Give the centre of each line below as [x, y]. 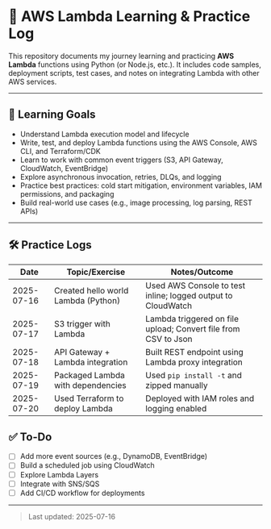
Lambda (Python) [87, 300]
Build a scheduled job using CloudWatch [87, 465]
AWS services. [33, 81]
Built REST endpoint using [194, 352]
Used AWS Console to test [195, 285]
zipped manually [176, 385]
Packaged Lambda [89, 375]
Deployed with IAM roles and [200, 398]
